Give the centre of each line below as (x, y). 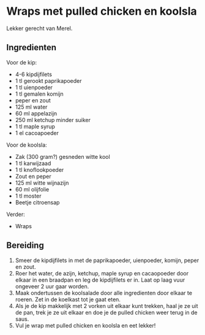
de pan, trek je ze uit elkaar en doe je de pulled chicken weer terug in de (106, 312)
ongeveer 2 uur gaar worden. (52, 286)
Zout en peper (33, 176)
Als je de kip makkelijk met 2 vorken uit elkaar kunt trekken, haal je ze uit (106, 306)
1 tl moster (28, 196)
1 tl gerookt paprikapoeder (48, 80)
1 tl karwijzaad (33, 163)
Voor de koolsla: (27, 145)
